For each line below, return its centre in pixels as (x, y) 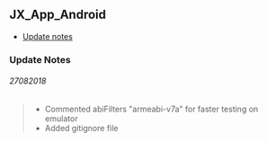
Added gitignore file (81, 128)
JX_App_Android (58, 15)
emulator (61, 118)
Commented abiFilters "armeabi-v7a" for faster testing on (151, 109)
